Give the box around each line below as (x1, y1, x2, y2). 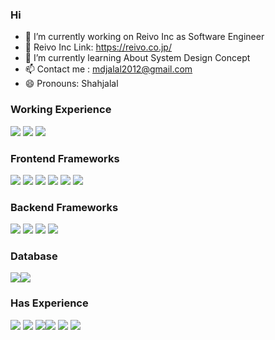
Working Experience (10, 103, 112, 117)
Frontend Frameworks (10, 151, 120, 165)
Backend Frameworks (10, 200, 119, 214)
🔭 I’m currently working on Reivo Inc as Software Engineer (24, 31, 265, 43)
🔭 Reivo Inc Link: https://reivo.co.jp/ (24, 41, 172, 53)
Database (10, 249, 58, 263)
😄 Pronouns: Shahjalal (24, 78, 119, 90)
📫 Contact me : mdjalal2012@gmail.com (24, 63, 193, 75)
